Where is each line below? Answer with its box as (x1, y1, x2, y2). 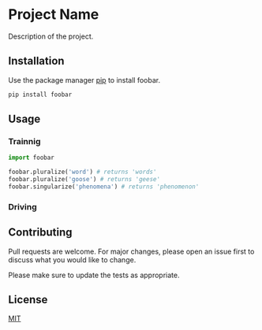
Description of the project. (8, 32, 94, 41)
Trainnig (8, 135, 41, 146)
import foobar (8, 154, 55, 162)
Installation (8, 54, 65, 68)
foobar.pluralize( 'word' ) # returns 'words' (8, 168, 157, 176)
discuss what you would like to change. (8, 254, 137, 265)
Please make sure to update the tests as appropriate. (8, 270, 180, 280)
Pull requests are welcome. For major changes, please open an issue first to (8, 247, 255, 256)
